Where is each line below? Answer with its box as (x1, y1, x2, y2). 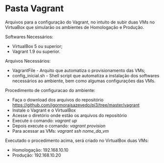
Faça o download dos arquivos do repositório (12, 96, 104, 103)
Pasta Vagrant (5, 3, 64, 14)
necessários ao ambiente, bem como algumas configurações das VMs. (12, 78, 156, 84)
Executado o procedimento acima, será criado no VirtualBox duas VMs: (5, 138, 149, 143)
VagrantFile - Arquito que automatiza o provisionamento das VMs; (12, 67, 145, 73)
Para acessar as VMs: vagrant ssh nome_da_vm (12, 128, 109, 134)
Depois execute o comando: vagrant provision (12, 123, 106, 129)
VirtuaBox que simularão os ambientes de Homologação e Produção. (5, 24, 144, 30)
